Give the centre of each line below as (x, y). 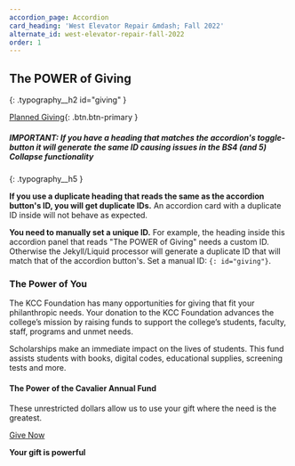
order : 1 (25, 42)
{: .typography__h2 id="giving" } (68, 100)
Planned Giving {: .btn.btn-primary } (74, 118)
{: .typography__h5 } (46, 179)
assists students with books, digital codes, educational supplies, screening (146, 358)
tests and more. (38, 368)
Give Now (27, 435)
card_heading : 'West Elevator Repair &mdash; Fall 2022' (117, 26)
